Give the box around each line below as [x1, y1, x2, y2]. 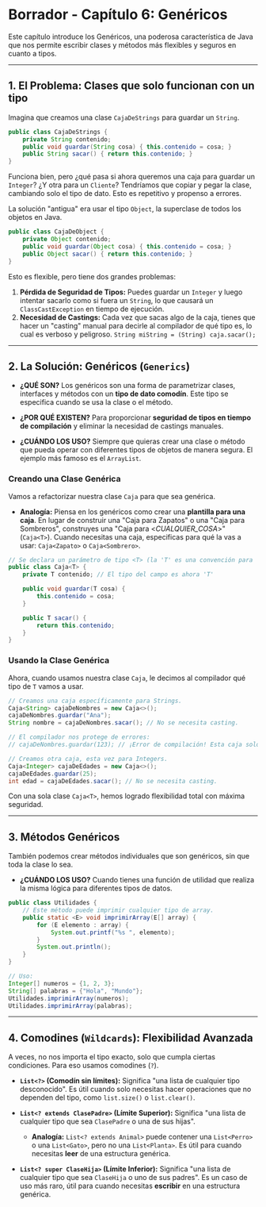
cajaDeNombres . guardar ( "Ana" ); [8, 712, 112, 720]
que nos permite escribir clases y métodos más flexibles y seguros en [8, 40, 237, 49]
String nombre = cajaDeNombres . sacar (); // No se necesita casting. [8, 719, 239, 727]
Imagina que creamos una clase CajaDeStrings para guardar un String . [8, 113, 240, 122]
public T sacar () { [22, 613, 87, 622]
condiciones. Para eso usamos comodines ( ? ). [8, 1061, 159, 1071]
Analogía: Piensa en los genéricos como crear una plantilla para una [19, 506, 245, 517]
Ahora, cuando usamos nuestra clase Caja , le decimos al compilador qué [8, 673, 246, 682]
